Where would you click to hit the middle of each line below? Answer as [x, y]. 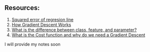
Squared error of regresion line [42, 19]
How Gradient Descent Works [41, 25]
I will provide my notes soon [33, 44]
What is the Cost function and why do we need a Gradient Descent [78, 35]
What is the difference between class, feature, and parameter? [74, 30]
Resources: [22, 8]
